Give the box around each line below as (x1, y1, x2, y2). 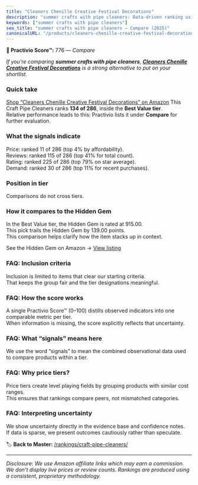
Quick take (6, 85, 38, 94)
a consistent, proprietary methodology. (6, 472, 101, 479)
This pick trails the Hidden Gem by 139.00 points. (6, 227, 126, 234)
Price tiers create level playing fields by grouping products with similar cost (6, 382, 189, 389)
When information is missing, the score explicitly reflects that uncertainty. (6, 319, 185, 326)
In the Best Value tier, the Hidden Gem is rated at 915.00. (6, 220, 143, 227)
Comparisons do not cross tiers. (6, 193, 84, 200)
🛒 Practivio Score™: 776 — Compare (6, 47, 95, 54)
